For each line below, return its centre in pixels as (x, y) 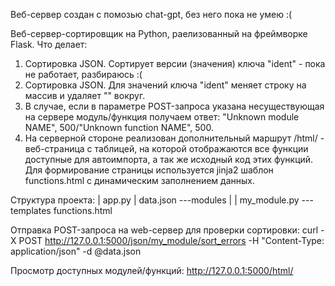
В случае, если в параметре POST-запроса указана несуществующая (174, 106)
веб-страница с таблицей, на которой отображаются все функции (166, 148)
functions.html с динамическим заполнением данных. (139, 180)
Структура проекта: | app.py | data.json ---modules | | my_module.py (155, 200)
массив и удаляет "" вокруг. (85, 95)
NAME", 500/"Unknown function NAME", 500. (119, 127)
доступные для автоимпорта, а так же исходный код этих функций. (169, 159)
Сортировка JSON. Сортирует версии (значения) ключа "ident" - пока (175, 63)
